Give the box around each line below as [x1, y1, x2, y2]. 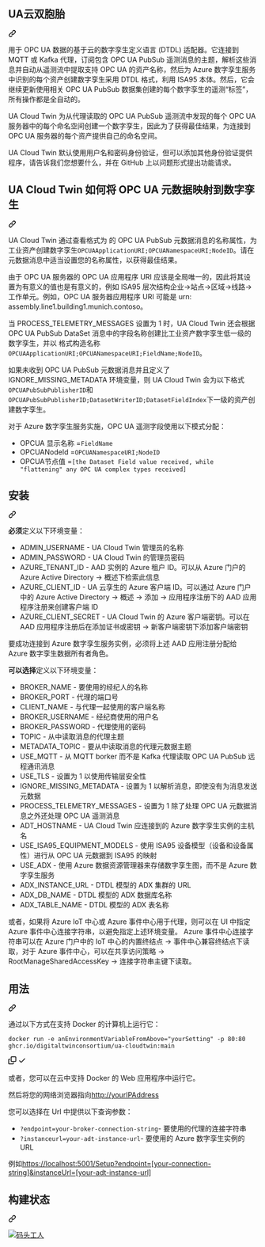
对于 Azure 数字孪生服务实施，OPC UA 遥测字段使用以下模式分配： [8, 421, 227, 431]
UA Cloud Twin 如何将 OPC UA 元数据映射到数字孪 [8, 183, 256, 196]
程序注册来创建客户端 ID [19, 603, 99, 612]
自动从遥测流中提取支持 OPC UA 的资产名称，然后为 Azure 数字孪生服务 [21, 64, 256, 74]
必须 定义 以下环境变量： [8, 526, 85, 536]
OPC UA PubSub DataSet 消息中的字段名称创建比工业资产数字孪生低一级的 [8, 328, 252, 338]
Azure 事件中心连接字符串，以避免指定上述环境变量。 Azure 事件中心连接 [8, 927, 247, 937]
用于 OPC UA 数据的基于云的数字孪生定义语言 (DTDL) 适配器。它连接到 [8, 44, 240, 54]
